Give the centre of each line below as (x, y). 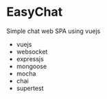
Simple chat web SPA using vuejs (53, 31)
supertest (30, 88)
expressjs (30, 58)
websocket (32, 52)
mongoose (32, 66)
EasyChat (35, 12)
